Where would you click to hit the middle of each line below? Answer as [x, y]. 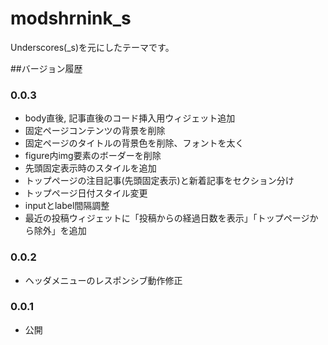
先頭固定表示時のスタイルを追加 [90, 168]
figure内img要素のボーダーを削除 [93, 156]
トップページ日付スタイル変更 [86, 193]
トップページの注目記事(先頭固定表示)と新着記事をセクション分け [159, 181]
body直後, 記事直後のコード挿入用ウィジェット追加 [130, 118]
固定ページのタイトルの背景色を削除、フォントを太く [134, 143]
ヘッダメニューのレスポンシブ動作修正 [103, 280]
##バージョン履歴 [46, 68]
